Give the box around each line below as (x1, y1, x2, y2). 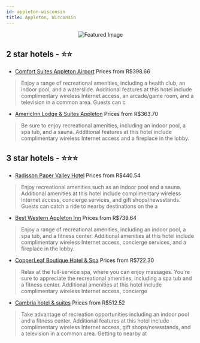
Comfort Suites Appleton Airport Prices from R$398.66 (14, 68, 151, 75)
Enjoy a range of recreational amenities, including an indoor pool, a (20, 226, 186, 233)
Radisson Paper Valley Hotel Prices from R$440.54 (14, 172, 141, 179)
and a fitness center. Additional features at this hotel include (20, 317, 169, 324)
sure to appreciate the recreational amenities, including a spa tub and (20, 275, 192, 282)
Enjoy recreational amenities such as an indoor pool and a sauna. (20, 184, 181, 191)
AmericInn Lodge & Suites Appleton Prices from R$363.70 (14, 111, 159, 118)
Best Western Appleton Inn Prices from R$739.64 (14, 214, 137, 222)
